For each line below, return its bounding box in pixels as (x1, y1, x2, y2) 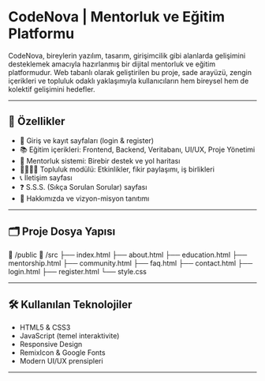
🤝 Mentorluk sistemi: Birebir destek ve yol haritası (19, 156, 181, 165)
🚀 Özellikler (8, 115, 65, 128)
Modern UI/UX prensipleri (19, 356, 104, 366)
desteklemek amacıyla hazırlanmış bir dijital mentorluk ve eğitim (8, 59, 215, 69)
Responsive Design (19, 340, 83, 349)
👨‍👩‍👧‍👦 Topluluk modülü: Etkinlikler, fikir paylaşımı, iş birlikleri (19, 164, 215, 174)
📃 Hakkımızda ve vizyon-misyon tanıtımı (19, 194, 150, 203)
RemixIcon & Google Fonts (19, 348, 106, 357)
